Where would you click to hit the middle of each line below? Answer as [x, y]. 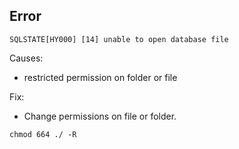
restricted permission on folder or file [100, 77]
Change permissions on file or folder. [100, 116]
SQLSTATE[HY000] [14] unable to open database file [119, 39]
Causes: [26, 58]
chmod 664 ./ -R [43, 134]
